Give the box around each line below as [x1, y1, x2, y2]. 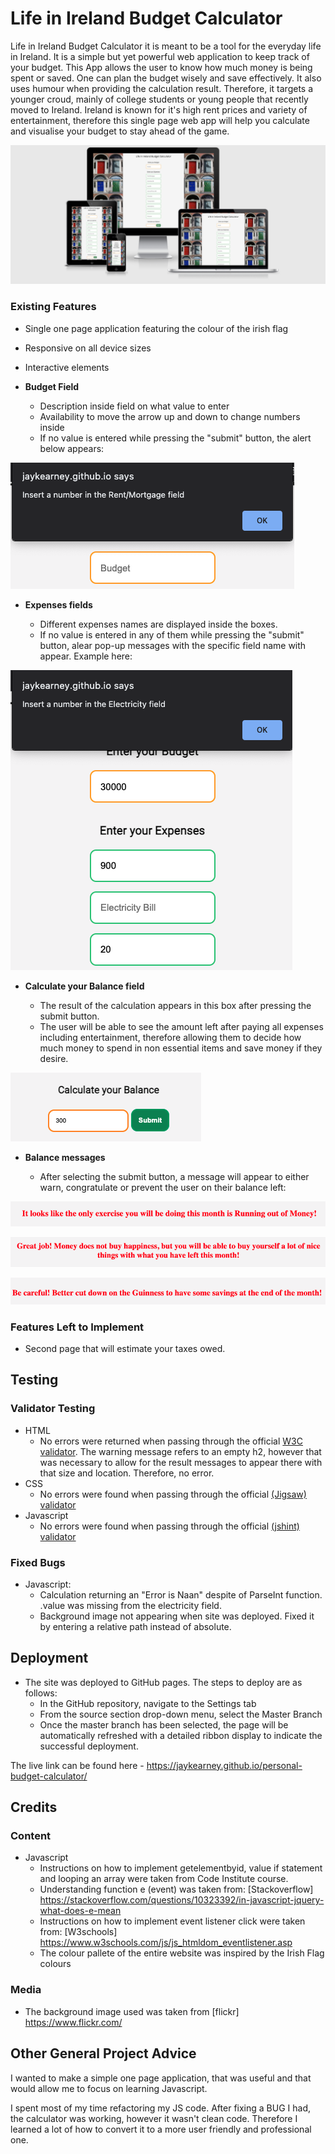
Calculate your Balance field [24, 980, 145, 992]
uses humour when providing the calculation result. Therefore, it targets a [10, 82, 314, 94]
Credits [10, 1799, 58, 1816]
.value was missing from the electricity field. [39, 1599, 222, 1611]
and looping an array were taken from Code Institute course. [39, 1873, 289, 1885]
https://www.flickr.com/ [24, 2016, 123, 2028]
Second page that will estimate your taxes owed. [24, 1342, 226, 1354]
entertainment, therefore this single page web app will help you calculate [10, 114, 310, 126]
